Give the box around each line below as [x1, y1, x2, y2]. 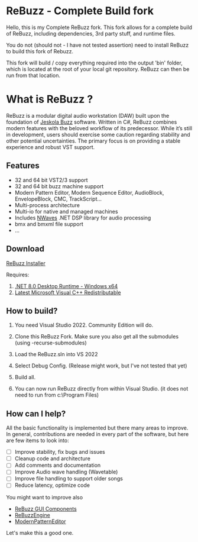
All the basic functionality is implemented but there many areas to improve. [6, 424, 189, 431]
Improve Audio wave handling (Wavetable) [14, 469, 118, 476]
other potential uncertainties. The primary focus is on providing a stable [6, 137, 181, 144]
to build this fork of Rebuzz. [6, 47, 74, 54]
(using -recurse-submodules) [14, 339, 87, 347]
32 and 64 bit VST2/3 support [14, 176, 88, 183]
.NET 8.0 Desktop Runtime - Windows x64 [14, 282, 118, 289]
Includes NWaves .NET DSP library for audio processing [14, 214, 151, 221]
